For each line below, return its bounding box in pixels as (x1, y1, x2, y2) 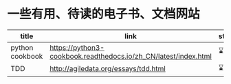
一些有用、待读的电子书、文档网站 (7, 6, 201, 22)
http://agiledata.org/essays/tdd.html (49, 64, 166, 74)
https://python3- (49, 42, 105, 52)
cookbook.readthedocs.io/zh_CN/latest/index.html (49, 51, 212, 61)
